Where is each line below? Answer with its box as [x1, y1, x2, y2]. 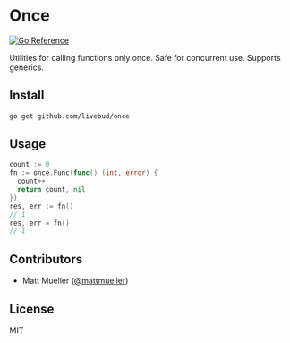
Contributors [9, 252, 83, 267]
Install [9, 88, 45, 103]
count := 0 [9, 160, 50, 169]
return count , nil [17, 185, 87, 194]
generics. [9, 62, 45, 73]
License [9, 301, 55, 316]
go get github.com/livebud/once [9, 111, 130, 121]
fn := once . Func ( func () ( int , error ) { [9, 168, 158, 177]
